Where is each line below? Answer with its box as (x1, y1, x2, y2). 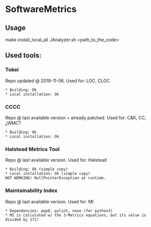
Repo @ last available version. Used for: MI (5, 198, 94, 204)
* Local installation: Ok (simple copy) (5, 171, 91, 176)
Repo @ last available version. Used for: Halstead (5, 157, 107, 163)
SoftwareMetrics (5, 4, 77, 15)
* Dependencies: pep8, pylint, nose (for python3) (5, 208, 113, 213)
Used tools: (5, 51, 41, 60)
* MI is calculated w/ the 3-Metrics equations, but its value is (5, 212, 146, 217)
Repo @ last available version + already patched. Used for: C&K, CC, (5, 114, 146, 121)
